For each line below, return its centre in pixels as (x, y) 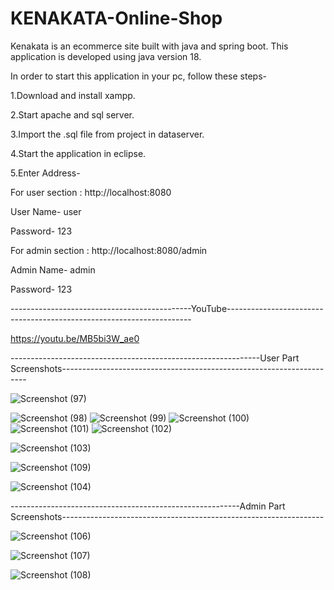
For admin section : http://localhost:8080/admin (109, 250)
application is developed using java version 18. (106, 56)
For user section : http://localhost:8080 (91, 192)
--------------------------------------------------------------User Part (155, 358)
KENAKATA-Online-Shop (116, 18)
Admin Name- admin (53, 269)
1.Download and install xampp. (73, 95)
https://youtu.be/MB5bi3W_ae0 (75, 338)
